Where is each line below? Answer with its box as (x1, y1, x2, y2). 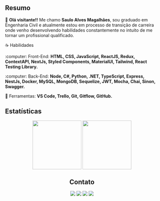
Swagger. (5, 83, 25, 89)
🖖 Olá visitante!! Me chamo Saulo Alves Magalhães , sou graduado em (5, 17, 148, 22)
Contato (69, 178, 95, 186)
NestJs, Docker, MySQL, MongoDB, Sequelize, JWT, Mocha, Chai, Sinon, (5, 78, 156, 84)
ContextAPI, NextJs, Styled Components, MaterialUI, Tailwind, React (5, 59, 147, 64)
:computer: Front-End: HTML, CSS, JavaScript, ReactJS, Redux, (5, 53, 135, 59)
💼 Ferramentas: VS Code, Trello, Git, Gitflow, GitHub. (5, 93, 113, 99)
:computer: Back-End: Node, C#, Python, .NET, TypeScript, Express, (5, 73, 145, 79)
